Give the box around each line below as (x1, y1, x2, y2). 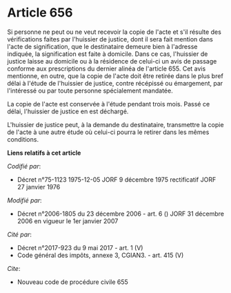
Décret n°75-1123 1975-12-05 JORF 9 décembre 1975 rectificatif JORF (17, 175, 217, 184)
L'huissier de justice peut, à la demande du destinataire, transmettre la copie (7, 120, 224, 129)
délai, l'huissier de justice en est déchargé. (7, 107, 129, 115)
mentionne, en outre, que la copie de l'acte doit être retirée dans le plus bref (7, 71, 224, 80)
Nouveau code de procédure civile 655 (17, 278, 129, 286)
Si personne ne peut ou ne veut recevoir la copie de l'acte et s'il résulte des (7, 28, 222, 36)
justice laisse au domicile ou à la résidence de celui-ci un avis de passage (7, 57, 217, 65)
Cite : (7, 264, 21, 272)
